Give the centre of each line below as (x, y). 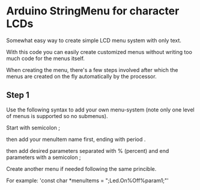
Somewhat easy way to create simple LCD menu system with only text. (94, 40)
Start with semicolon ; (33, 128)
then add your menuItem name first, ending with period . (76, 139)
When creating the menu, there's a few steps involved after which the (92, 70)
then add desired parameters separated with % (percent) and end (88, 150)
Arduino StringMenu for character (93, 11)
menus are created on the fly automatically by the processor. (82, 76)
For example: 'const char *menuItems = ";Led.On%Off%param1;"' (88, 180)
